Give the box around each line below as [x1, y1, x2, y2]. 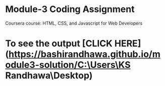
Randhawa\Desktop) [5, 70, 93, 81]
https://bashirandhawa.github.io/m [8, 49, 160, 60]
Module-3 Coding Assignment [5, 4, 135, 15]
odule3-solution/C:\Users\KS [5, 59, 131, 71]
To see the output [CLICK [5, 38, 113, 49]
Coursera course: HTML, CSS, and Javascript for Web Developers [5, 20, 143, 26]
